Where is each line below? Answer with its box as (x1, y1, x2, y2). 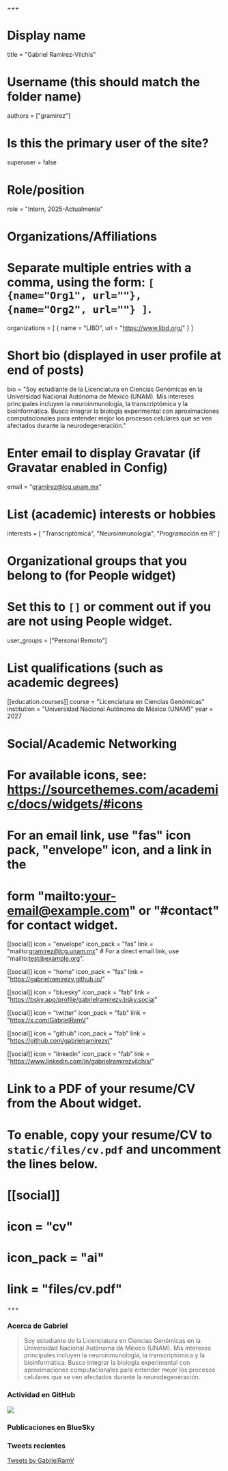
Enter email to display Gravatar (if (7, 446, 201, 461)
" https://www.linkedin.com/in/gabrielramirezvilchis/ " (7, 1057, 155, 1066)
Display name (7, 28, 86, 43)
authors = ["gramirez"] (7, 111, 71, 120)
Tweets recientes (7, 1441, 66, 1450)
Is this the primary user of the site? (7, 136, 210, 151)
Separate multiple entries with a (7, 260, 192, 276)
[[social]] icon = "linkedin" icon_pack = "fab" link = (7, 1050, 150, 1058)
